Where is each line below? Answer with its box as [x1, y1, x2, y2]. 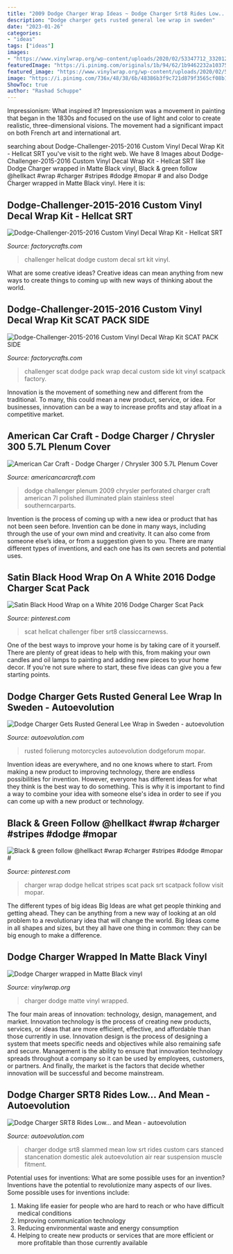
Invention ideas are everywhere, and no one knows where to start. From [7, 761, 213, 769]
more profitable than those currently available [17, 1238, 148, 1246]
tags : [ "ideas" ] [7, 42, 54, 49]
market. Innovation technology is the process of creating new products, [7, 1017, 212, 1026]
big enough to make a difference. [7, 931, 102, 939]
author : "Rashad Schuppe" [7, 87, 82, 94]
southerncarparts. [24, 501, 76, 509]
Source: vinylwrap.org [7, 983, 71, 991]
